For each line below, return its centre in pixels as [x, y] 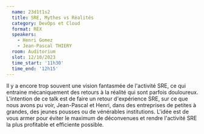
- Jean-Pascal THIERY [44, 46]
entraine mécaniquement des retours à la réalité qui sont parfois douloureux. [102, 93]
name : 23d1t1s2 [31, 12]
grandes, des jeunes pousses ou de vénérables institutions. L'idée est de [98, 112]
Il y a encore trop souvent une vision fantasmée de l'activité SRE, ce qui [96, 86]
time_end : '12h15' [35, 69]
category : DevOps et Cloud [46, 23]
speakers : [24, 35]
